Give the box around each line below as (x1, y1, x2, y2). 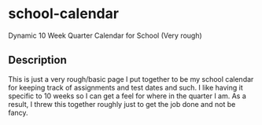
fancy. (8, 108, 29, 117)
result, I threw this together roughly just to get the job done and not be (8, 99, 236, 108)
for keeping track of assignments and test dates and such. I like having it (8, 83, 244, 92)
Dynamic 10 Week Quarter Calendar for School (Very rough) (8, 31, 202, 40)
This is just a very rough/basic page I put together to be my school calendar (8, 74, 254, 83)
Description (8, 53, 67, 67)
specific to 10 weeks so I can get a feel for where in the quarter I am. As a (8, 91, 246, 101)
